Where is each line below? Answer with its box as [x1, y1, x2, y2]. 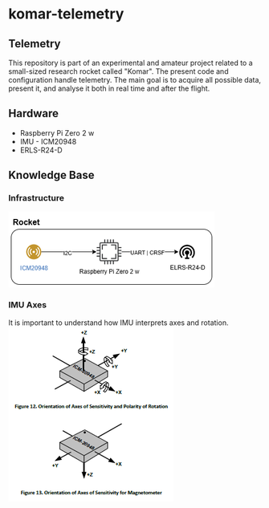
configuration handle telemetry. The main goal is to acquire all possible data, [8, 75, 262, 84]
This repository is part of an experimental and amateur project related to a [8, 58, 253, 67]
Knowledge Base [8, 169, 95, 182]
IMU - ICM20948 [19, 136, 77, 146]
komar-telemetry [8, 5, 124, 23]
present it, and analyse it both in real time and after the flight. [8, 83, 210, 93]
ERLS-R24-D [19, 145, 63, 155]
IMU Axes [8, 299, 47, 311]
